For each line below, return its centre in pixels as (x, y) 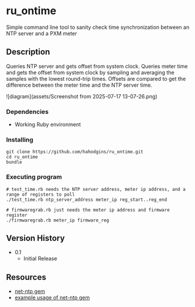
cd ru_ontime (22, 157)
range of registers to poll (41, 194)
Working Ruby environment (48, 124)
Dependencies (27, 111)
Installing (20, 140)
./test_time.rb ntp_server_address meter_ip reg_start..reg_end (87, 199)
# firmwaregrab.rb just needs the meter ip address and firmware (88, 210)
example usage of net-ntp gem (52, 298)
